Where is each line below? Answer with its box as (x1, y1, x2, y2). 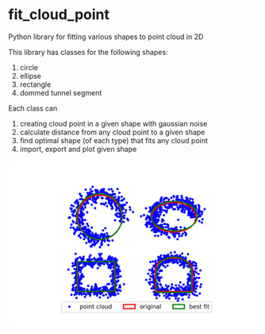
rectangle (19, 80, 52, 89)
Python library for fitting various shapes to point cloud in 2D (8, 32, 204, 41)
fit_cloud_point (8, 6, 109, 24)
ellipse (19, 71, 42, 80)
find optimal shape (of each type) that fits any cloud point (19, 135, 209, 145)
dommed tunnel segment (19, 87, 102, 97)
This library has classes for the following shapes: (8, 47, 168, 56)
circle (19, 62, 38, 72)
